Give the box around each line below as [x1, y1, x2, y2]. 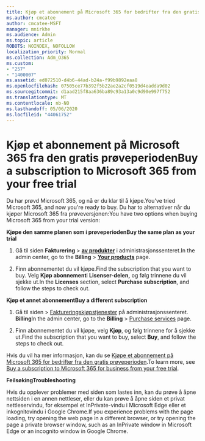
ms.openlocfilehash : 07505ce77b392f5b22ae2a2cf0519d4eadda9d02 [6, 83, 171, 89]
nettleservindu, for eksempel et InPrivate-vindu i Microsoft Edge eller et [6, 402, 186, 409]
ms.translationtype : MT [6, 94, 67, 100]
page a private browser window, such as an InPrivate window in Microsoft [6, 421, 192, 429]
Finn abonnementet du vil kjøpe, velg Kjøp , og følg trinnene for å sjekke [15, 327, 195, 334]
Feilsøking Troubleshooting [6, 377, 76, 384]
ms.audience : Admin [6, 32, 56, 38]
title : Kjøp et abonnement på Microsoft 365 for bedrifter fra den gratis [6, 9, 201, 15]
